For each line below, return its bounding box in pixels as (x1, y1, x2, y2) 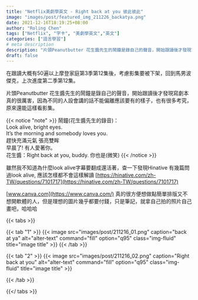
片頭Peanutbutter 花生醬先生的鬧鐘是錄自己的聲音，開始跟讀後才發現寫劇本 (6, 89, 189, 96)
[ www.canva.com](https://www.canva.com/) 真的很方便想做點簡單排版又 (6, 190, 183, 197)
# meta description (6, 42, 54, 48)
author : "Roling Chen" (6, 25, 62, 31)
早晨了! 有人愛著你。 (6, 144, 56, 151)
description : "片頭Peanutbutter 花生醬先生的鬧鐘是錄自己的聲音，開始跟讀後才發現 (6, 47, 192, 53)
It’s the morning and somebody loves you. (6, 129, 108, 136)
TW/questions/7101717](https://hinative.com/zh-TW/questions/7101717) (6, 178, 179, 185)
